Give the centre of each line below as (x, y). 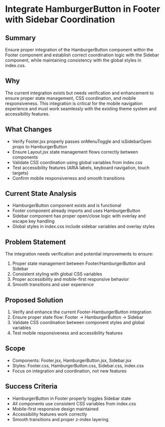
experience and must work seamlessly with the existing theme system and (81, 108)
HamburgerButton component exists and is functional (67, 206)
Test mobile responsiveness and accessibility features (67, 333)
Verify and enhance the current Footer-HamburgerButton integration (82, 312)
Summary (21, 38)
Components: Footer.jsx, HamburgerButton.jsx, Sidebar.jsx (72, 360)
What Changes (29, 129)
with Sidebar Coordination (60, 20)
